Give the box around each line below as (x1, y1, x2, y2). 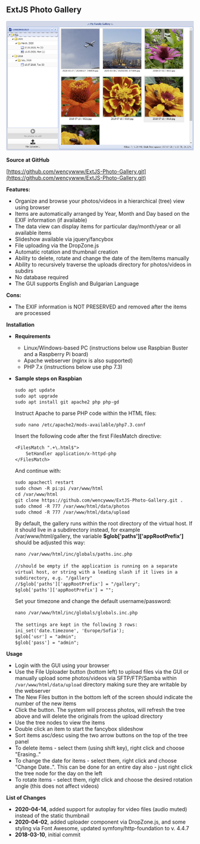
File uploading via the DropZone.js (14, 242, 99, 249)
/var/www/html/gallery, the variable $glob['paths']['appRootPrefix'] (14, 533, 184, 540)
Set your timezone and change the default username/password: (14, 598, 171, 605)
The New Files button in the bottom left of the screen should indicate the (14, 693, 193, 701)
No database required (14, 274, 68, 281)
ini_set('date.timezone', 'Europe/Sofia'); (14, 628, 125, 634)
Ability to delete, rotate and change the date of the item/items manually (14, 255, 189, 262)
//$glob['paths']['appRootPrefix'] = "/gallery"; (14, 581, 141, 588)
